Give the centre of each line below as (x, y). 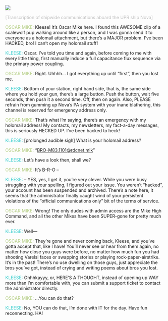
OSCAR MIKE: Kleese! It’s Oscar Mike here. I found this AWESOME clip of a (83, 27)
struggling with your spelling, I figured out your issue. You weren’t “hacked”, (84, 185)
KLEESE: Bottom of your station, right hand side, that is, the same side (78, 89)
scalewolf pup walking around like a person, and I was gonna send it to (79, 33)
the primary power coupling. (35, 64)
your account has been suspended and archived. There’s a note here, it (79, 190)
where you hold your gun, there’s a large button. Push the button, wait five (82, 94)
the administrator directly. (32, 288)
